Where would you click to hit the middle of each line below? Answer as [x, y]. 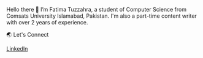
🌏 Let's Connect [28, 34]
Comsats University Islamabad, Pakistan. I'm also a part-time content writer [102, 16]
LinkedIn [17, 49]
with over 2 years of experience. [47, 22]
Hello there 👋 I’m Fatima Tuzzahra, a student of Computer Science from [97, 9]
